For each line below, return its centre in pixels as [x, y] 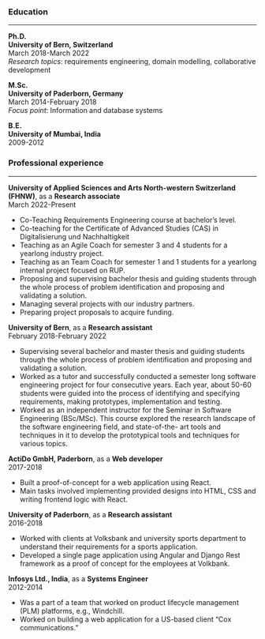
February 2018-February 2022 [57, 336]
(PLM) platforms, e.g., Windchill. [72, 611]
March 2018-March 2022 [49, 53]
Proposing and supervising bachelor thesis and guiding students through [138, 278]
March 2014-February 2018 [52, 102]
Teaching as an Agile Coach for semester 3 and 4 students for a [123, 245]
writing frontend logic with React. [74, 499]
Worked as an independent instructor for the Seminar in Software [125, 410]
